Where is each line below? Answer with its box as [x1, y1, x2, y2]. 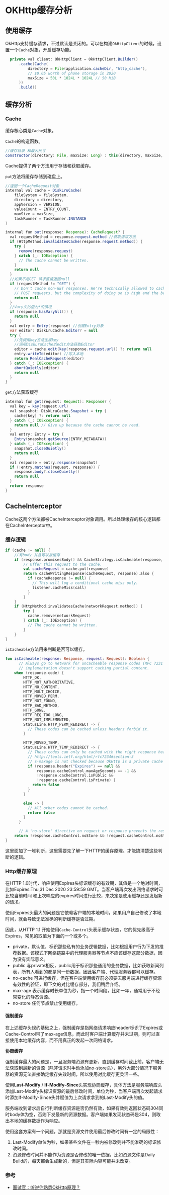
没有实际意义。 [17, 956, 48, 962]
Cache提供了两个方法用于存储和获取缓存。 [5, 162, 94, 168]
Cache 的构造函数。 [5, 138, 43, 144]
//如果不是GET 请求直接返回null [10, 277, 70, 282]
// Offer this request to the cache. [23, 562, 102, 567]
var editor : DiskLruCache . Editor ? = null [10, 328, 98, 333]
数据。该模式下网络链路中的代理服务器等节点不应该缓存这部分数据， [17, 950, 158, 956]
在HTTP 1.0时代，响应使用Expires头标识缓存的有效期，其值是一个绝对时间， [5, 880, 163, 886]
